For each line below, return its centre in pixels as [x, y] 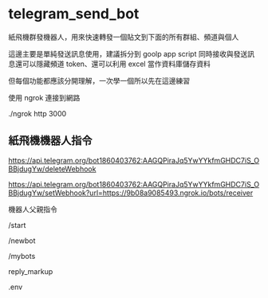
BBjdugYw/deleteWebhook [52, 169]
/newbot [22, 241]
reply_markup [31, 271]
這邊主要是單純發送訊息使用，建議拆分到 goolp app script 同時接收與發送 [128, 53]
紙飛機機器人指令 [50, 141]
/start [17, 225]
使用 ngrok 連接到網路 [44, 97]
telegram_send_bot [74, 14]
